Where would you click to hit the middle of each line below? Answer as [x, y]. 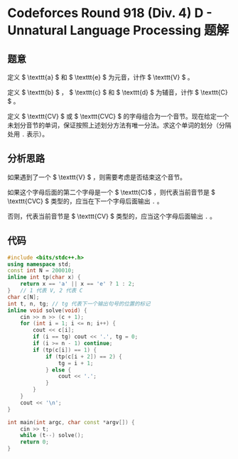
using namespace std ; [39, 264]
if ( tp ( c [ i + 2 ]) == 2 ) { [83, 357]
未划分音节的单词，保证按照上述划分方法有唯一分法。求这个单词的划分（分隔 [119, 125]
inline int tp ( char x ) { [44, 277]
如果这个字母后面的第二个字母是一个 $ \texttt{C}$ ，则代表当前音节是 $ [111, 192]
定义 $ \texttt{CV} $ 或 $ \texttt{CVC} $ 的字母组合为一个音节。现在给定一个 [118, 116]
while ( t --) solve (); [52, 436]
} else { [58, 370]
